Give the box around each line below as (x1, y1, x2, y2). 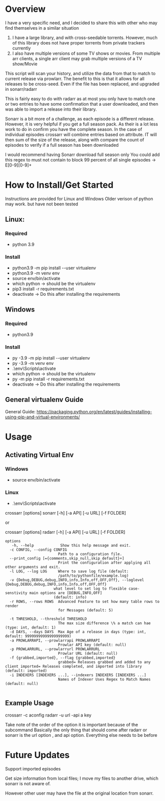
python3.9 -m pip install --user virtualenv (12, 265, 96, 271)
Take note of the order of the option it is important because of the (5, 721, 138, 727)
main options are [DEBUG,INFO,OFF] (29, 590, 102, 596)
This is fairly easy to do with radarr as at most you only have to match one (5, 95, 155, 102)
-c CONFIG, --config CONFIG (9, 547, 67, 552)
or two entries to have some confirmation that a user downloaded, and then (5, 101, 159, 107)
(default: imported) (5, 668, 48, 673)
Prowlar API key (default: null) (58, 642, 127, 647)
